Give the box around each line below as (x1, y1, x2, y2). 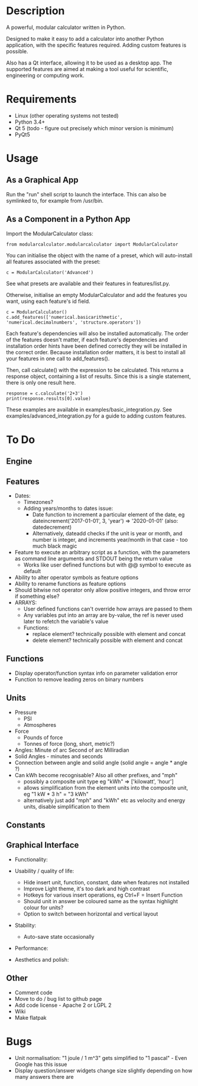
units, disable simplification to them (23, 803, 111, 810)
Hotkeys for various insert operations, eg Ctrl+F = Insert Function (23, 891, 183, 898)
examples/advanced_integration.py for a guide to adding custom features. (6, 412, 187, 419)
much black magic (32, 542, 77, 550)
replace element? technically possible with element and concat (32, 631, 186, 638)
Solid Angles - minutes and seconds (14, 752, 103, 759)
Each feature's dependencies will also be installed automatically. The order (6, 329, 189, 337)
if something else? (14, 593, 60, 600)
